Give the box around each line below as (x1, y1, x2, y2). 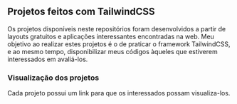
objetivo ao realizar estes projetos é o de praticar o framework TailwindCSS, (7, 39, 231, 48)
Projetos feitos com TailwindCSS (7, 6, 155, 18)
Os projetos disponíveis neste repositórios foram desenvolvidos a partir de (7, 24, 226, 33)
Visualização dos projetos (7, 73, 100, 83)
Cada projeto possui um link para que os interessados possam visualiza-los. (7, 89, 231, 98)
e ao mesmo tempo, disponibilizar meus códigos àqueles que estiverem (7, 47, 218, 56)
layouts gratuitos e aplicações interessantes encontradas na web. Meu (7, 32, 215, 41)
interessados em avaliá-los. (7, 55, 88, 63)
